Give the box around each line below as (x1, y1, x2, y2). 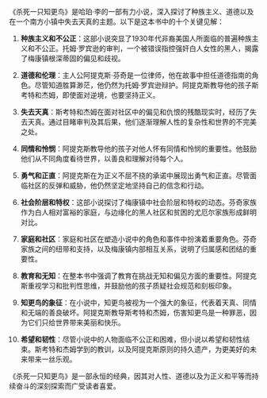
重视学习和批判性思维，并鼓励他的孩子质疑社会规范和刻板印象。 (27, 281, 236, 290)
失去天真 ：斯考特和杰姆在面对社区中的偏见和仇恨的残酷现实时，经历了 (20, 107, 250, 117)
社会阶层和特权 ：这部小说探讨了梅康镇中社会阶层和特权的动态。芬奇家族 (20, 198, 257, 207)
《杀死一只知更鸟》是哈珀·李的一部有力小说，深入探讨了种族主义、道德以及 (9, 7, 254, 16)
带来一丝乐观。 (27, 354, 77, 364)
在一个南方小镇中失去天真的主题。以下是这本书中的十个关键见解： (9, 17, 224, 26)
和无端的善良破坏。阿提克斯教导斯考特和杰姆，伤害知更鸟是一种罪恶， (20, 308, 250, 317)
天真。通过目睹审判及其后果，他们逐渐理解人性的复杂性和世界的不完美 (27, 118, 257, 126)
